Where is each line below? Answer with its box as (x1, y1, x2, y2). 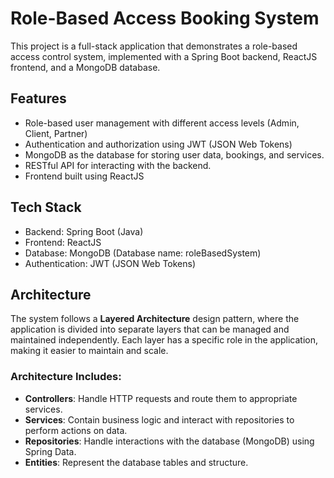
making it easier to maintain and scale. (10, 345, 169, 357)
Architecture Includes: (10, 370, 122, 384)
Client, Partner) (24, 127, 88, 139)
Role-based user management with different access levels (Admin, (24, 117, 300, 129)
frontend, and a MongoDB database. (10, 61, 161, 73)
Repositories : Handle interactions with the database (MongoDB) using (24, 435, 315, 447)
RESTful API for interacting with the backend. (24, 159, 212, 171)
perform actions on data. (24, 424, 128, 436)
